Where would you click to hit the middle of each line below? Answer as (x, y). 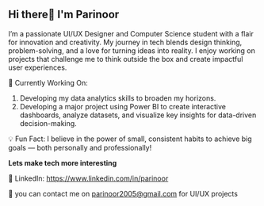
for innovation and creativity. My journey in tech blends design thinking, (125, 42)
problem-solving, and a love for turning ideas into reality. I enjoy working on (132, 50)
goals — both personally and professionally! (80, 147)
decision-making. (48, 123)
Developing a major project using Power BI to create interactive (123, 106)
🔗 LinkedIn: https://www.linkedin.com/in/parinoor (88, 178)
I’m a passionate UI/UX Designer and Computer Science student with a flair (131, 33)
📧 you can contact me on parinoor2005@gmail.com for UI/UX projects (123, 193)
